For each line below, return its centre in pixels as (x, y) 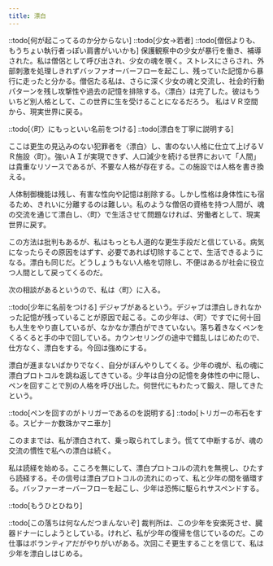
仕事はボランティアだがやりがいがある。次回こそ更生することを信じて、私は (136, 543)
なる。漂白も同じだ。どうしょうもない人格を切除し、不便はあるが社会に (129, 262)
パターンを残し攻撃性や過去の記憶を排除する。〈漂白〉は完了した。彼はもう (134, 91)
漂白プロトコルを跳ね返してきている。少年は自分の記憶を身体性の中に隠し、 (136, 375)
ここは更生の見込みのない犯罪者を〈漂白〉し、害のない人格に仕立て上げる (133, 146)
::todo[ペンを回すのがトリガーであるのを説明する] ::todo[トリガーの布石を (132, 413)
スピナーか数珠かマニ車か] (67, 423)
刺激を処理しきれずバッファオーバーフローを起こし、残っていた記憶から (136, 71)
